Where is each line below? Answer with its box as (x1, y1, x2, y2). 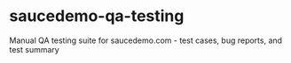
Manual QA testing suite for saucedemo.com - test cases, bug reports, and (9, 35, 282, 45)
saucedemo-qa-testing (9, 6, 185, 26)
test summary (9, 44, 59, 54)
